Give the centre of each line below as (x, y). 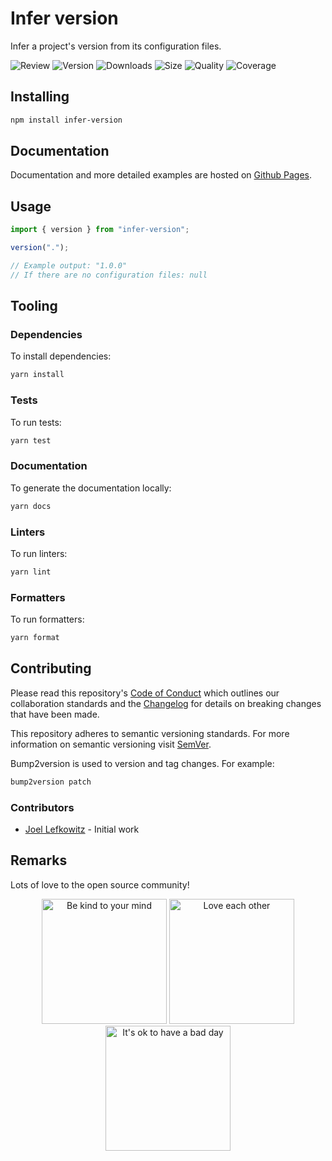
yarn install (37, 375)
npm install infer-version (66, 120)
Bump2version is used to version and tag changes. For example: (142, 763)
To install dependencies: (61, 356)
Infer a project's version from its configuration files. (116, 46)
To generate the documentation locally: (91, 488)
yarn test (31, 440)
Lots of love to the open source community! (100, 884)
